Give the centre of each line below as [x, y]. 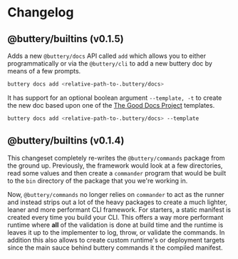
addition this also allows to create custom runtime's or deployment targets [116, 240]
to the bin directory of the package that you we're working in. [98, 181]
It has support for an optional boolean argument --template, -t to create [115, 98]
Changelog [41, 12]
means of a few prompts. [44, 71]
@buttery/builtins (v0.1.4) [66, 141]
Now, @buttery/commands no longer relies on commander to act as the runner [116, 194]
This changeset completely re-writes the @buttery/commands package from [117, 158]
